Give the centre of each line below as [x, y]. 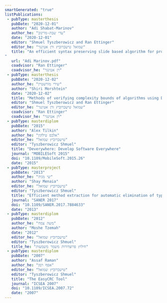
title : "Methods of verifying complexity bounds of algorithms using [85, 98]
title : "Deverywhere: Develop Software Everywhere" [66, 149]
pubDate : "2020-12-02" [35, 79]
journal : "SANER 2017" [35, 200]
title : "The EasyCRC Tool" [39, 279]
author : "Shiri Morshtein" [39, 89]
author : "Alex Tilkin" [35, 130]
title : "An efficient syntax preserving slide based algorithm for [83, 51]
